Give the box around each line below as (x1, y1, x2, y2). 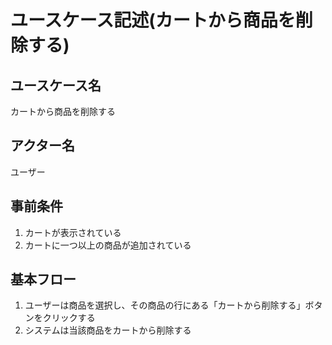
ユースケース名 (10, 77, 102, 94)
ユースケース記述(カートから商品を (10, 9, 296, 32)
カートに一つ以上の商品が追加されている (24, 239, 192, 251)
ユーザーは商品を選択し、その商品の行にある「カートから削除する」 (24, 299, 306, 311)
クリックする (42, 312, 96, 324)
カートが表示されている (24, 226, 122, 238)
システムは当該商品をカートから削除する (24, 324, 192, 336)
